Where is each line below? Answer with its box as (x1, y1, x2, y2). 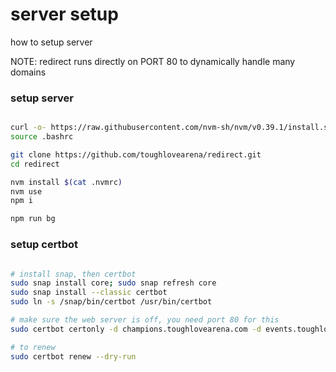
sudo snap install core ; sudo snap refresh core (10, 278, 217, 288)
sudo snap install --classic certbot (10, 288, 168, 298)
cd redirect (10, 159, 60, 169)
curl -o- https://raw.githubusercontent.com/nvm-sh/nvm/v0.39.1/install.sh (10, 123, 333, 133)
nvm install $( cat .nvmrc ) (10, 177, 123, 187)
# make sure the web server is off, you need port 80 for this (10, 315, 280, 325)
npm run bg (10, 214, 56, 224)
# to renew (10, 342, 56, 352)
